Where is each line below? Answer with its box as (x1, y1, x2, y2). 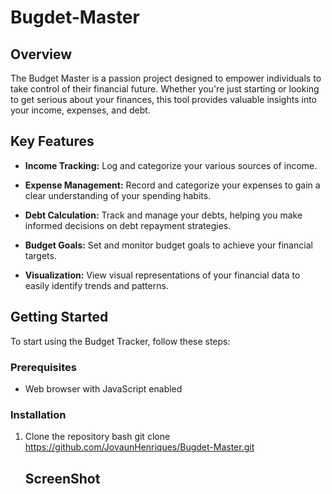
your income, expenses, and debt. (10, 104, 151, 116)
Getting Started (10, 309, 109, 326)
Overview (10, 46, 73, 63)
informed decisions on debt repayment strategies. (24, 219, 232, 231)
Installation (10, 407, 67, 421)
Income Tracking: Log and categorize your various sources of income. (24, 159, 318, 171)
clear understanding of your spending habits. (24, 189, 212, 201)
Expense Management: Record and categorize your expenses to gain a (24, 179, 321, 191)
